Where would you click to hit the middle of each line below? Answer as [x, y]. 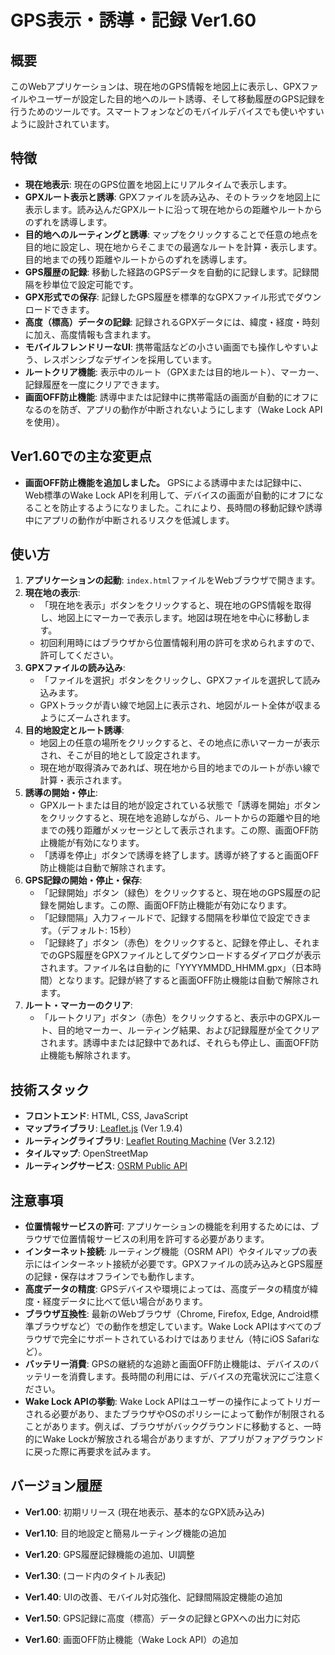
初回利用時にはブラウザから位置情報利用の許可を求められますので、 [180, 643]
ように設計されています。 [62, 124]
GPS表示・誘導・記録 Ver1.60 [133, 20]
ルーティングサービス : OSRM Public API [106, 1166]
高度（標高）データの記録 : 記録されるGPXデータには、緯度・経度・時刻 [172, 322]
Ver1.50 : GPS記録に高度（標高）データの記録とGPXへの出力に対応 [162, 1618]
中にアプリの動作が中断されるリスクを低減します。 [129, 520]
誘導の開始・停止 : [61, 793]
